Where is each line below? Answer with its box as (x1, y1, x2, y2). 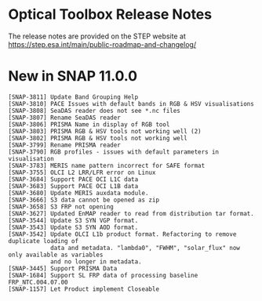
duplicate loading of (8, 237, 79, 245)
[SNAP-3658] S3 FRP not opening (8, 202, 114, 211)
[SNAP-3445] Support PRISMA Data (8, 264, 118, 272)
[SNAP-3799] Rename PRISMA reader (8, 141, 122, 149)
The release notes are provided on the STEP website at (8, 31, 186, 41)
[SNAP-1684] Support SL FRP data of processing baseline (8, 271, 198, 279)
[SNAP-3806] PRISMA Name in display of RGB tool (8, 120, 170, 129)
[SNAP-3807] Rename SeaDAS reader (8, 114, 122, 121)
